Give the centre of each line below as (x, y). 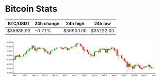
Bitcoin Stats (31, 9)
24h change (47, 24)
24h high (75, 24)
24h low (102, 24)
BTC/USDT (19, 24)
